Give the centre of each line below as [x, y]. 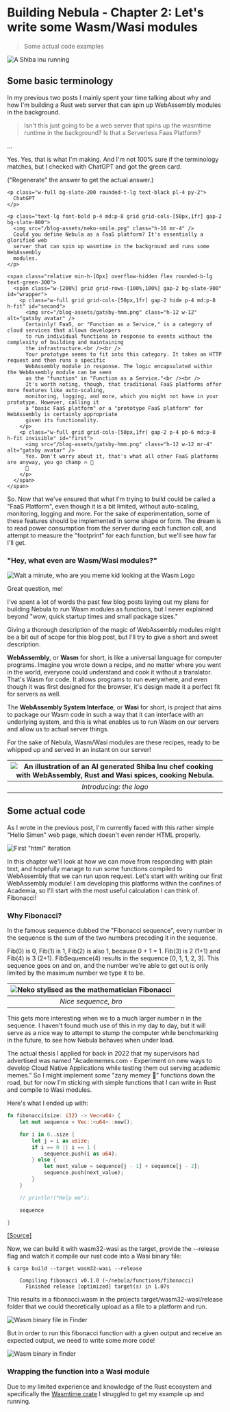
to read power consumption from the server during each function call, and [112, 528]
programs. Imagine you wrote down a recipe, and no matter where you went [114, 665]
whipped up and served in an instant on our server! [79, 750]
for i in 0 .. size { [47, 1134]
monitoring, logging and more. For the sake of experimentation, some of [108, 513]
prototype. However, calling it [53, 402]
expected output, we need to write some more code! [81, 1341]
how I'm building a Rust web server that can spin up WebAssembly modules [114, 105]
